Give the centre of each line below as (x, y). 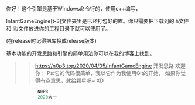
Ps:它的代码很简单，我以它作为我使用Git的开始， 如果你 (114, 73)
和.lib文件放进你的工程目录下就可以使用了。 (59, 28)
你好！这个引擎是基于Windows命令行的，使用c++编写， (73, 9)
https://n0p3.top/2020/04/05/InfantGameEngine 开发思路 (104, 66)
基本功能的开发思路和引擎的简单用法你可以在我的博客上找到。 (81, 53)
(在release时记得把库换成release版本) (51, 41)
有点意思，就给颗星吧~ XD (72, 80)
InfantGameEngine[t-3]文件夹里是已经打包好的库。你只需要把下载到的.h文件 (97, 21)
